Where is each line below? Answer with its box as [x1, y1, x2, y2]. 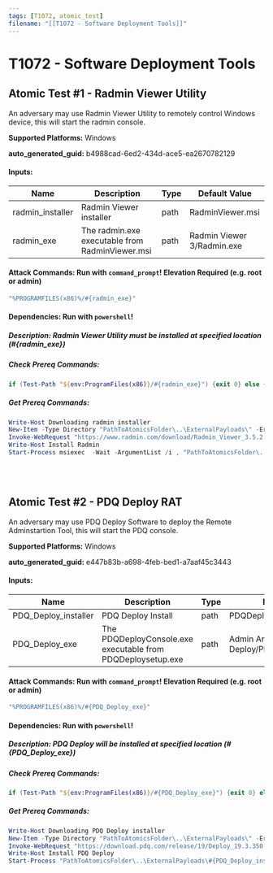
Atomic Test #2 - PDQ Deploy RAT [8, 495, 183, 509]
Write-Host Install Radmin [8, 441, 100, 450]
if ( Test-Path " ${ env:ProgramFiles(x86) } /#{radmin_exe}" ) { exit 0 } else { [8, 380, 267, 389]
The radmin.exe [80, 224, 141, 236]
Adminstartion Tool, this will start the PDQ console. [8, 525, 179, 535]
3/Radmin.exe [189, 240, 242, 251]
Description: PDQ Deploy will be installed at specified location [8, 739, 223, 749]
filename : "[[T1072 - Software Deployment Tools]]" [8, 20, 187, 28]
